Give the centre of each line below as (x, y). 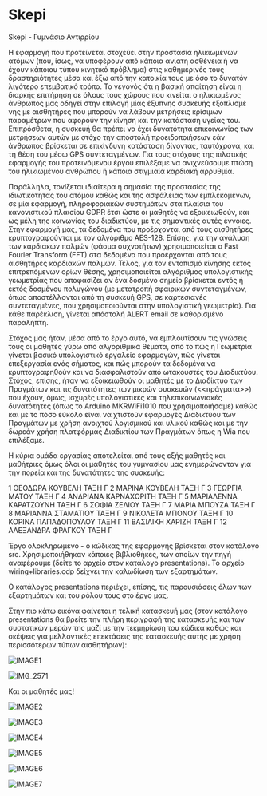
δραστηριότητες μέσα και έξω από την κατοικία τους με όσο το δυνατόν (128, 78)
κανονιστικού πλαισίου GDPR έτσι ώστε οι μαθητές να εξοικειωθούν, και (129, 212)
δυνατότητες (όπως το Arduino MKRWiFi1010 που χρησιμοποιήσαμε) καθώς (133, 406)
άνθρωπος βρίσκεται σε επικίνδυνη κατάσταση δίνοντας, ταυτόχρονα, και (132, 145)
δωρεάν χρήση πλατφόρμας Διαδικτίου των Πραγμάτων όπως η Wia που (130, 431)
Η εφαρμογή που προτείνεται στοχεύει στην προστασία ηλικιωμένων (123, 52)
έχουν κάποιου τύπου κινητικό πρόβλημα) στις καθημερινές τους (116, 69)
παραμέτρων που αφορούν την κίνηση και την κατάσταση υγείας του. (124, 120)
